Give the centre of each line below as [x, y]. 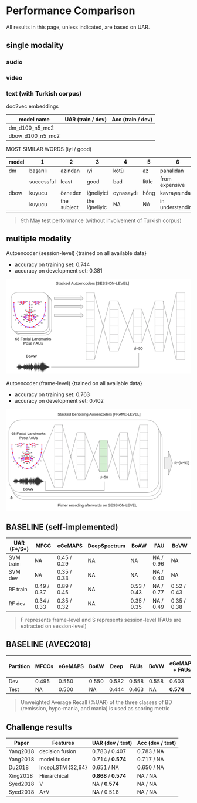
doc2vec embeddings [33, 106]
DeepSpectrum [107, 546]
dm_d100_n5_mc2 [31, 128]
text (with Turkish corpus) [44, 94]
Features [63, 743]
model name [34, 119]
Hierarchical [54, 775]
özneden [71, 193]
